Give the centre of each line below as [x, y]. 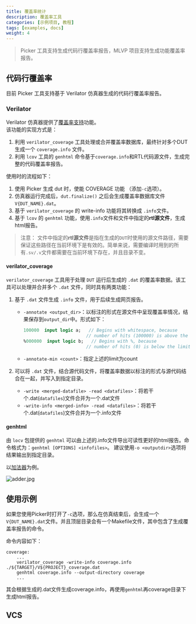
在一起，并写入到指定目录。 [53, 378]
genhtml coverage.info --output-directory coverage [80, 573]
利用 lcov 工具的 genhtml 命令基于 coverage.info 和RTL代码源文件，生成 [99, 157]
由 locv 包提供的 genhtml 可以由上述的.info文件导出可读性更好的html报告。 [95, 440]
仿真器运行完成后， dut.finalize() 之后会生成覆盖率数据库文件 [90, 196]
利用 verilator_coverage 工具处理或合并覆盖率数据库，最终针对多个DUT [101, 142]
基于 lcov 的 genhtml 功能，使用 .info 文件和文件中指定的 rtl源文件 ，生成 [100, 218]
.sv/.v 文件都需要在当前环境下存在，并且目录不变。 [87, 253]
